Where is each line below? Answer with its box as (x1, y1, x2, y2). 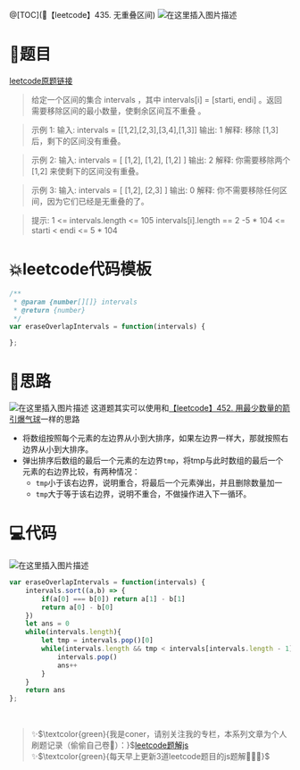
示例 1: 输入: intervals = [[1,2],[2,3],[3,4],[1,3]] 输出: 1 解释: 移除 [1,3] (30, 124, 279, 135)
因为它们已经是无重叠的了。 (46, 196, 149, 206)
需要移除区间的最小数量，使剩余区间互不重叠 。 (30, 105, 206, 116)
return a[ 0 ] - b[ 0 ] (41, 603, 114, 612)
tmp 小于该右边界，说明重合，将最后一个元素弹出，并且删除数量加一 (35, 478, 283, 489)
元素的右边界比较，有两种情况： (21, 466, 140, 477)
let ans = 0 (25, 619, 70, 629)
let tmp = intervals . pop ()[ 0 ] (41, 636, 154, 645)
